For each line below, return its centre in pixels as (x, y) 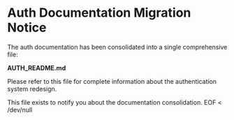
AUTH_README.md (37, 68)
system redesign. (32, 89)
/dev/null (20, 110)
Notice (27, 28)
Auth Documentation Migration (99, 13)
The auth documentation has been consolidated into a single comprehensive (117, 47)
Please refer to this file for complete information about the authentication (112, 81)
